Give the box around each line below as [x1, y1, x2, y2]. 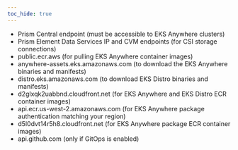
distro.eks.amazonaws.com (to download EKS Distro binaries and [17, 75, 209, 83]
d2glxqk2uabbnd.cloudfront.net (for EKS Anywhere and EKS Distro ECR [17, 89, 227, 98]
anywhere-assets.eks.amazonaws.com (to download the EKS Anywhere [17, 59, 228, 68]
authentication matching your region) [17, 112, 126, 120]
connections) [17, 44, 57, 53]
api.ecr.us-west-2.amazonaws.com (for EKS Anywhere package [17, 104, 205, 113]
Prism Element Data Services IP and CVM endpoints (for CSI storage [17, 37, 217, 46]
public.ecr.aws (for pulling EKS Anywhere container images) [17, 52, 193, 61]
